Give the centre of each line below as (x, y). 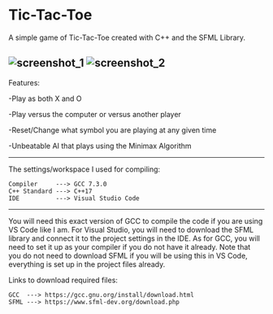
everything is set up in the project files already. (87, 264)
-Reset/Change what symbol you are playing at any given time (113, 130)
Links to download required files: (63, 280)
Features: (24, 82)
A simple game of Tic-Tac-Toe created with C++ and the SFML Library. (127, 37)
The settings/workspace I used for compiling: (84, 169)
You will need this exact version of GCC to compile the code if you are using (136, 220)
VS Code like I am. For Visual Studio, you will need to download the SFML (131, 229)
